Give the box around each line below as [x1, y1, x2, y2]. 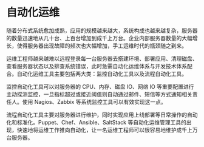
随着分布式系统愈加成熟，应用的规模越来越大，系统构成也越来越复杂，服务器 [6, 27, 198, 34]
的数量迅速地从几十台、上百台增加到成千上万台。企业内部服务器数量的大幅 [6, 34, 192, 41]
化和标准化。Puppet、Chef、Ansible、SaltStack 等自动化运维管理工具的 [6, 118, 186, 126]
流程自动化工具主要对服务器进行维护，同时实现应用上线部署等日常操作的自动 [6, 111, 198, 118]
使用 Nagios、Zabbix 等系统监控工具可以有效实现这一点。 [22, 98, 166, 105]
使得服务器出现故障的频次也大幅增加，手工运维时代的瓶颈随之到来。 [16, 42, 187, 49]
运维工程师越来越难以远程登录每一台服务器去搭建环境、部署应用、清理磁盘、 [6, 55, 198, 62]
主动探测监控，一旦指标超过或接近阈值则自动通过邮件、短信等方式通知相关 [6, 91, 192, 98]
